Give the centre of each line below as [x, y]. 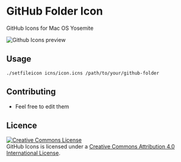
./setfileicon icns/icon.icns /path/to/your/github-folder [83, 73]
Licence [22, 125]
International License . [34, 153]
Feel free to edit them [42, 106]
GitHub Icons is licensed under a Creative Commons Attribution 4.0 [90, 147]
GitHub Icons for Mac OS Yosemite [50, 28]
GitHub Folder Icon [55, 11]
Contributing [31, 92]
